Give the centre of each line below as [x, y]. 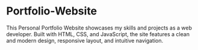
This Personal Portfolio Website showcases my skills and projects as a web [99, 28]
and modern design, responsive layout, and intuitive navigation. [85, 40]
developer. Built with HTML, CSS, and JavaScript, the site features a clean [98, 34]
